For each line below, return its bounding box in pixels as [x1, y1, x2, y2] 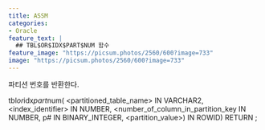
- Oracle [8, 26, 38, 35]
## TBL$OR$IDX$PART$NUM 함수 [15, 42, 110, 50]
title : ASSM [8, 11, 48, 20]
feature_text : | [8, 34, 63, 43]
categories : [8, 19, 48, 27]
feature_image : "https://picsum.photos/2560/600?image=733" [8, 49, 214, 57]
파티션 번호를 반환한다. [8, 79, 79, 89]
